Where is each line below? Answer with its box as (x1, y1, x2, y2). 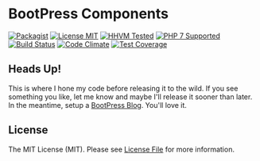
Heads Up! (8, 63, 62, 76)
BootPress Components (8, 5, 169, 23)
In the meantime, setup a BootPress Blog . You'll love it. (8, 100, 187, 109)
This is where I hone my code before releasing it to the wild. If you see (8, 83, 239, 93)
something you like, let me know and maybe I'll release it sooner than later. (8, 92, 253, 102)
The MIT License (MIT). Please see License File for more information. (8, 144, 235, 154)
